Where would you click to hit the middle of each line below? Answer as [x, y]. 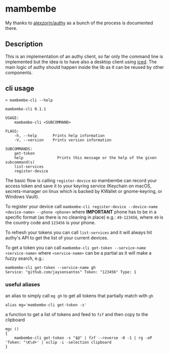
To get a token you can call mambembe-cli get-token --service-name [76, 247]
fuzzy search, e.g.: [25, 258]
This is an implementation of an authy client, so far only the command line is [84, 56]
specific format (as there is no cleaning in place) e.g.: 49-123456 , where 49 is [84, 217]
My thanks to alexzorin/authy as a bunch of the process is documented [79, 23]
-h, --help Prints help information [60, 135]
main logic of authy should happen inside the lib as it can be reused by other [85, 67]
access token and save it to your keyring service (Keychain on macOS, [78, 186]
